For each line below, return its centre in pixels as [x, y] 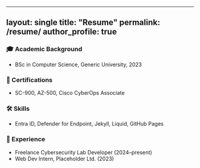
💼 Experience [26, 139]
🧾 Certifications [29, 80]
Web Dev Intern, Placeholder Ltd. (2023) [64, 158]
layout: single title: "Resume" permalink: [83, 22]
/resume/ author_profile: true [62, 32]
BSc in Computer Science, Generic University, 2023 [78, 64]
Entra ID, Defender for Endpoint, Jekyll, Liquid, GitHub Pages [89, 124]
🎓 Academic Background [44, 49]
